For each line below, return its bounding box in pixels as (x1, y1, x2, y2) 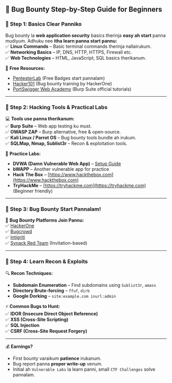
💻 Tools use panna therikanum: (5, 115, 75, 121)
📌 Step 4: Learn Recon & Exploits (5, 258, 88, 265)
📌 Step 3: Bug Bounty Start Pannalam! (5, 205, 101, 212)
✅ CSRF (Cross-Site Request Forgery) (5, 327, 88, 334)
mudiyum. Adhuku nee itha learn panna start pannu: (5, 38, 117, 44)
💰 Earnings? (5, 343, 33, 350)
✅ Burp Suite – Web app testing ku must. (5, 123, 92, 129)
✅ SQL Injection (5, 322, 40, 328)
